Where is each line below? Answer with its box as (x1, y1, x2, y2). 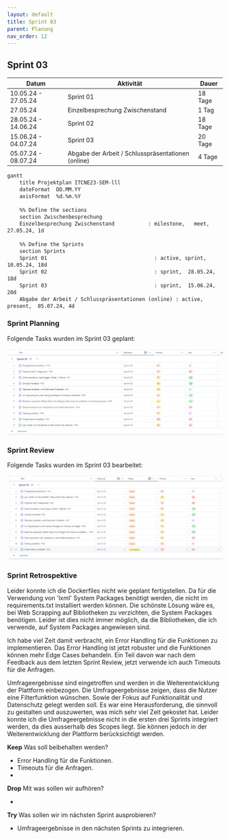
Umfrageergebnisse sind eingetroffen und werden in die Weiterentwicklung (7, 678, 220, 687)
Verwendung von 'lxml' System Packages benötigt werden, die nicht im (7, 593, 208, 602)
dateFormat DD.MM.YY (19, 186, 81, 193)
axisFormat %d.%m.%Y (19, 193, 81, 200)
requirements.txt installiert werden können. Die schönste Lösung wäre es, (7, 601, 215, 609)
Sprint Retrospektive (7, 571, 77, 580)
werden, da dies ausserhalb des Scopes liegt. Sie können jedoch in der (7, 722, 207, 731)
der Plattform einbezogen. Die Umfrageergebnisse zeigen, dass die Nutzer (7, 686, 218, 694)
